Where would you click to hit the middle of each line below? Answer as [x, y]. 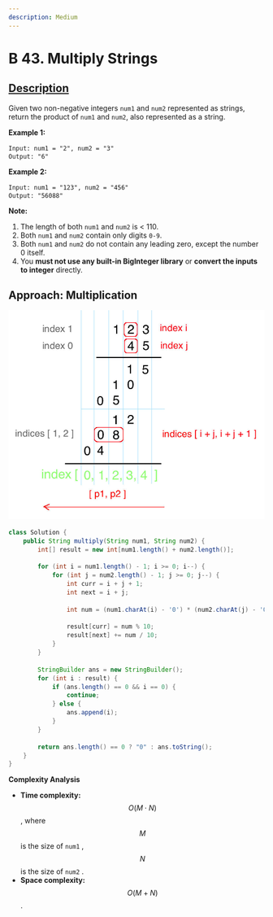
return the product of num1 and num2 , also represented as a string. [117, 116]
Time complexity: [50, 795]
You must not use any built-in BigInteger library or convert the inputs [139, 261]
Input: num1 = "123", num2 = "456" [69, 187]
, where [33, 821]
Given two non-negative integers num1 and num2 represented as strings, [127, 108]
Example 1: [27, 132]
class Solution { [38, 532]
